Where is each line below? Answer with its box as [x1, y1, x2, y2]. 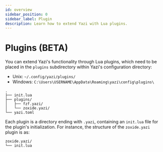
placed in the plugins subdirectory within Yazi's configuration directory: [5, 64, 153, 70]
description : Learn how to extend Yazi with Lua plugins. [5, 21, 128, 26]
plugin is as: [5, 129, 30, 135]
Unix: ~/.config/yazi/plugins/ [12, 74, 76, 80]
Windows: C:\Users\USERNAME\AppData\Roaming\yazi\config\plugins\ [12, 79, 155, 85]
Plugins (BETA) [5, 43, 68, 53]
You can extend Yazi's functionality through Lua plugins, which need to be [5, 59, 158, 65]
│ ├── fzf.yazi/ [5, 101, 43, 106]
